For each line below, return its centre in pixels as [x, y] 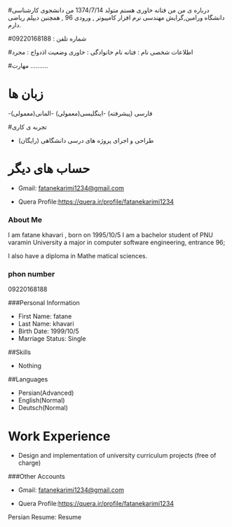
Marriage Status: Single [52, 339]
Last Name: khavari [46, 324]
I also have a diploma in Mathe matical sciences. [78, 256]
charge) [29, 463]
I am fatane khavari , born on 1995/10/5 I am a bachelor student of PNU [110, 235]
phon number [32, 274]
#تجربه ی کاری [28, 127]
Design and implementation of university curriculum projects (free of [117, 456]
